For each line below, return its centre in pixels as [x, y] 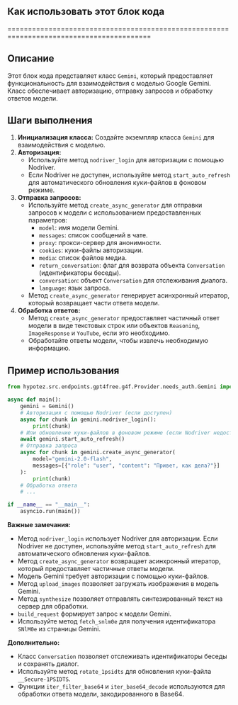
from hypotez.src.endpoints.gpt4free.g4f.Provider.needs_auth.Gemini [112, 387]
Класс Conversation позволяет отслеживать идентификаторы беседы [123, 656]
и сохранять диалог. [48, 664]
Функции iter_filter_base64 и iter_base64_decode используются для [121, 686]
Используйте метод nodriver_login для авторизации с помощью [126, 160]
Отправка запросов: [49, 198]
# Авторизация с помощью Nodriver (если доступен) [96, 413]
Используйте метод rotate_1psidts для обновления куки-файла [114, 671]
